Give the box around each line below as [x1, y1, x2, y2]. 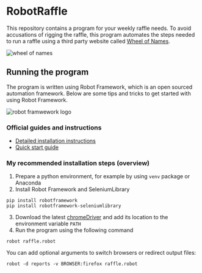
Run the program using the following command [15, 227, 134, 234]
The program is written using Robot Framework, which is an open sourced [6, 83, 193, 90]
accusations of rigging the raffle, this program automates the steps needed [6, 31, 195, 38]
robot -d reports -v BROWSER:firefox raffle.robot [6, 261, 138, 267]
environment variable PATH [15, 220, 81, 227]
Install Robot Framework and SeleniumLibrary [15, 186, 130, 193]
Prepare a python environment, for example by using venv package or [15, 173, 190, 180]
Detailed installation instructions [15, 137, 96, 145]
